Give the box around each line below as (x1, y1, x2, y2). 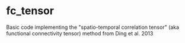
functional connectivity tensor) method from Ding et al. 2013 (6, 29, 154, 37)
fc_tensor (6, 4, 55, 18)
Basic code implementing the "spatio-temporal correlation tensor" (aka (6, 24, 180, 31)
